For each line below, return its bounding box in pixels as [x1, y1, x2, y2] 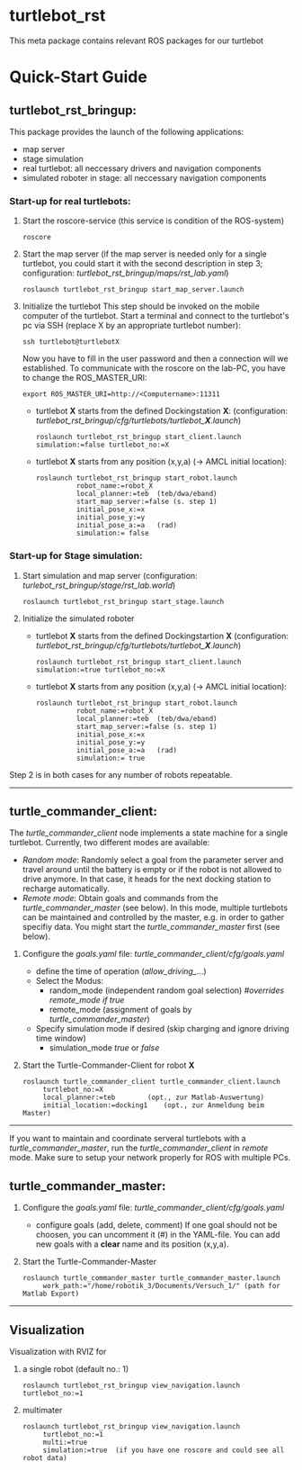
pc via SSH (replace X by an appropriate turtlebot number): [22, 320, 241, 331]
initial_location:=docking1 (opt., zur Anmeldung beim [42, 1101, 265, 1110]
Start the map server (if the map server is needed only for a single [22, 248, 267, 259]
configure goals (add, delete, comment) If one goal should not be [35, 1220, 278, 1231]
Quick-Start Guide [9, 67, 148, 87]
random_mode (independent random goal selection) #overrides [49, 985, 285, 996]
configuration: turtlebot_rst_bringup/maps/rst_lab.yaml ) [22, 267, 229, 279]
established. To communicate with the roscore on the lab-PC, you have [22, 363, 286, 374]
